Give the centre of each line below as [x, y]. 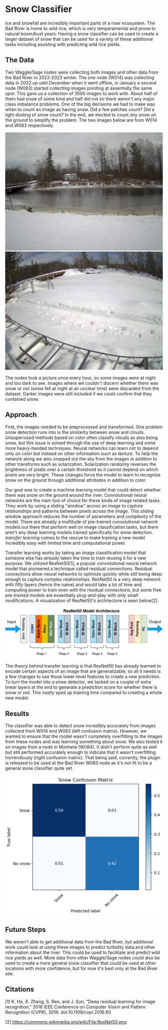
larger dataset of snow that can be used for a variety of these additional [79, 39]
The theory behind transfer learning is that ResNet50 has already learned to [83, 666]
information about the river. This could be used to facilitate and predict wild [82, 952]
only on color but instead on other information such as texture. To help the [82, 453]
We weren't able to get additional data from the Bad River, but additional [79, 941]
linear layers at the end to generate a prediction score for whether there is [81, 687]
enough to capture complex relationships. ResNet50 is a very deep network [83, 579]
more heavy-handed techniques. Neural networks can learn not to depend [82, 448]
